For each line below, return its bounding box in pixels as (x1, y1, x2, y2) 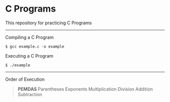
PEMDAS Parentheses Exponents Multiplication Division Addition (17, 86, 153, 92)
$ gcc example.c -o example (5, 44, 65, 49)
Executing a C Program (5, 53, 54, 59)
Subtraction (17, 91, 42, 97)
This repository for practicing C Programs (5, 20, 92, 26)
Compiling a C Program (5, 34, 54, 40)
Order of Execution (5, 76, 45, 82)
